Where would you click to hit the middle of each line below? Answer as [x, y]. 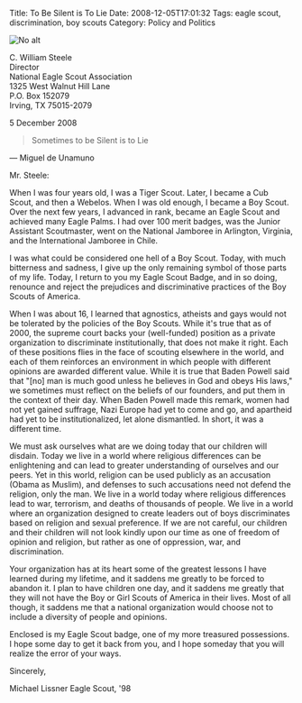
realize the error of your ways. [65, 653]
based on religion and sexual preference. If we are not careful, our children [148, 523]
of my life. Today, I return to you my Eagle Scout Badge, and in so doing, [143, 277]
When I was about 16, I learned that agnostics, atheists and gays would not [148, 314]
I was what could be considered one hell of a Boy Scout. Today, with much [148, 258]
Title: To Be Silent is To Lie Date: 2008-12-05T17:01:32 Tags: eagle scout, [145, 13]
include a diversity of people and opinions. [88, 617]
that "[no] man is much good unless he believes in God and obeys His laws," [151, 381]
